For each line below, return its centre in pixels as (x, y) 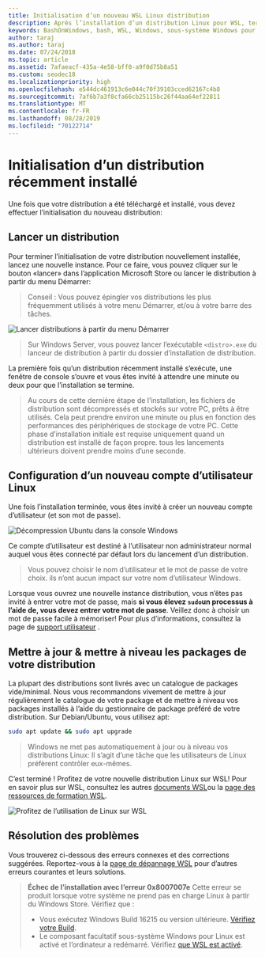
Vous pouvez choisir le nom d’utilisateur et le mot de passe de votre (138, 570)
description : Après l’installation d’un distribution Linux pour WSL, (127, 23)
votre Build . (58, 928)
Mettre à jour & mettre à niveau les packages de (127, 652)
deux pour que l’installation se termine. (71, 385)
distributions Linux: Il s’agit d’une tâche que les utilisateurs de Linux (137, 755)
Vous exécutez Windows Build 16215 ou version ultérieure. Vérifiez (147, 919)
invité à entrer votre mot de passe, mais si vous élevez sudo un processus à (131, 602)
